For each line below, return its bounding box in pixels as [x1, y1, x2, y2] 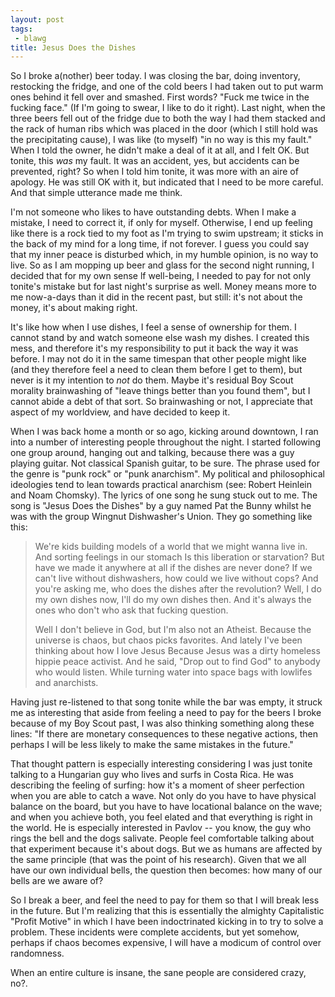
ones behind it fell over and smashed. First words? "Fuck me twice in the [10, 91, 310, 103]
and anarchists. [34, 677, 99, 689]
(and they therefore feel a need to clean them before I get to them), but [10, 364, 303, 376]
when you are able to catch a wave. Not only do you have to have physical [10, 790, 317, 802]
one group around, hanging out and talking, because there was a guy [10, 447, 295, 459]
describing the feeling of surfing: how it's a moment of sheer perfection [10, 779, 305, 791]
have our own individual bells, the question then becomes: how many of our [10, 864, 323, 876]
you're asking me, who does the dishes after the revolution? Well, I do [34, 583, 322, 595]
